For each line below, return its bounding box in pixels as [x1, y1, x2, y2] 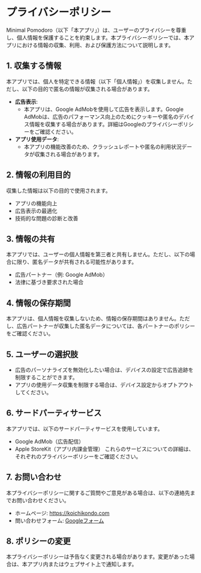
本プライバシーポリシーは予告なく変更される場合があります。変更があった [6, 553, 190, 560]
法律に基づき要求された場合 [14, 278, 84, 286]
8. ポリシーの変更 [6, 536, 71, 547]
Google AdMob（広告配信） [14, 437, 84, 445]
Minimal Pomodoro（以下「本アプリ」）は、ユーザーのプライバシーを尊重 [6, 26, 187, 34]
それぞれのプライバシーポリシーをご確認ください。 [14, 452, 142, 460]
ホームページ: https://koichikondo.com [14, 509, 110, 517]
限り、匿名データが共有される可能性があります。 [16, 259, 137, 266]
